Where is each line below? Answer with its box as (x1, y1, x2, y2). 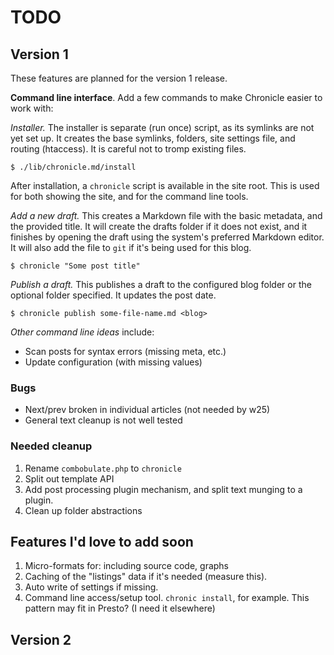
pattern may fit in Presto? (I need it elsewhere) (24, 602, 216, 615)
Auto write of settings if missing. (24, 581, 159, 593)
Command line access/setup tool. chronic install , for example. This (24, 592, 310, 604)
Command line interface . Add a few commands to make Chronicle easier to (10, 92, 323, 103)
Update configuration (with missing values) (24, 356, 203, 368)
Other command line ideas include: (10, 326, 155, 338)
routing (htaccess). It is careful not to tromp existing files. (10, 143, 247, 155)
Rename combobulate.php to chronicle (24, 462, 182, 474)
